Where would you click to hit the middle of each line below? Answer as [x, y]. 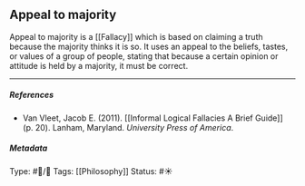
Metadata [29, 148]
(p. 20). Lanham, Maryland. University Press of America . [128, 127]
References [32, 95]
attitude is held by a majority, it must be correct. [99, 65]
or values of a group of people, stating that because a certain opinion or [144, 56]
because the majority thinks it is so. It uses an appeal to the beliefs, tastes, [149, 46]
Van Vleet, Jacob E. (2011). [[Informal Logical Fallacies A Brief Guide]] [152, 118]
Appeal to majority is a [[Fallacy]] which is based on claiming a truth [136, 36]
